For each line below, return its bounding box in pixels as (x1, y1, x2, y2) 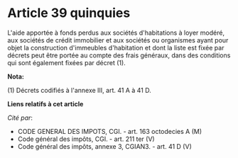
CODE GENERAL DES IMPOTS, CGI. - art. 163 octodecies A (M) (17, 127, 202, 135)
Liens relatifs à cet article (7, 99, 84, 108)
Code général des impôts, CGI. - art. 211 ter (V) (17, 135, 155, 143)
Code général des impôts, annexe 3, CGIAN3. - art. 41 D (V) (17, 142, 192, 150)
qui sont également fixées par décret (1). (7, 58, 126, 67)
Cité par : (7, 113, 33, 122)
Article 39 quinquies (7, 5, 131, 21)
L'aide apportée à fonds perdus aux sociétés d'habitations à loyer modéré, (7, 28, 225, 37)
